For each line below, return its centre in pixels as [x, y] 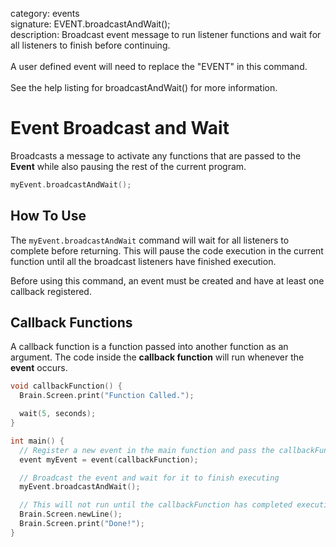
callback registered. [51, 291]
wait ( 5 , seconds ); [58, 414]
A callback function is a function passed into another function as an [149, 347]
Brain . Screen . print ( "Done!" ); [82, 524]
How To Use [48, 216]
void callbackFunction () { [66, 386]
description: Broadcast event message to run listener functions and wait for [166, 34]
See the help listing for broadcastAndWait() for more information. [144, 87]
